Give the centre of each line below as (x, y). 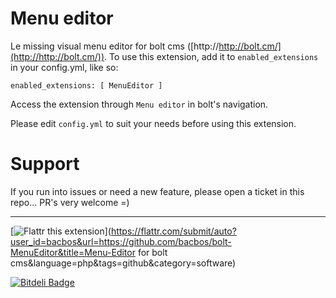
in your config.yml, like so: (64, 67)
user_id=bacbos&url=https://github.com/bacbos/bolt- (121, 241)
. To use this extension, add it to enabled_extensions (211, 56)
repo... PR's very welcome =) (70, 202)
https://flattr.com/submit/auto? (173, 231)
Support (45, 164)
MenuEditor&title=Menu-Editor (73, 252)
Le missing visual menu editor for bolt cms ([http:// (115, 46)
